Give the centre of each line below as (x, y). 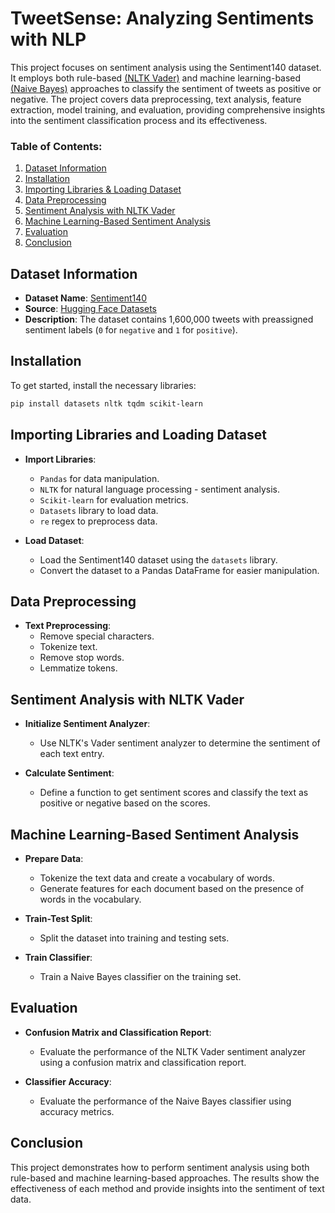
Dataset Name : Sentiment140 (86, 298)
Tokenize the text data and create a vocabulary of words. (157, 878)
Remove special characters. (97, 636)
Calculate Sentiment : (69, 773)
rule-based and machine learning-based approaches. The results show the (165, 1178)
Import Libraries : (60, 459)
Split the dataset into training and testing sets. (134, 938)
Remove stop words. (82, 658)
